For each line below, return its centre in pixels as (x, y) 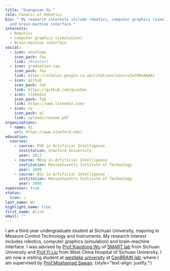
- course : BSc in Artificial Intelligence (60, 174)
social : (13, 47)
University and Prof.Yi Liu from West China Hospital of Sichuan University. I (83, 252)
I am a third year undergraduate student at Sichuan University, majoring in (82, 231)
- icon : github (26, 80)
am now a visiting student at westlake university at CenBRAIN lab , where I (82, 257)
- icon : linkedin (28, 94)
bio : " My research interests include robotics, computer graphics (78, 19)
